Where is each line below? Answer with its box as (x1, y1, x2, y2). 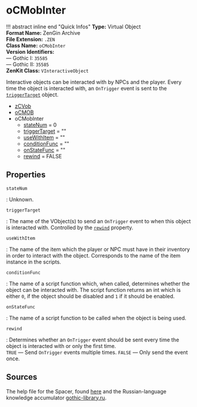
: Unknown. (6, 196, 34, 203)
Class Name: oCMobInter (6, 42, 66, 49)
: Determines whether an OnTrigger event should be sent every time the (6, 336, 179, 343)
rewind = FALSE (23, 152, 62, 159)
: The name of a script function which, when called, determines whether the (6, 280, 190, 287)
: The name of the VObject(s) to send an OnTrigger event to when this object (6, 217, 191, 224)
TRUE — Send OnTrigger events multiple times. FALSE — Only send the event (6, 349, 188, 356)
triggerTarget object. (6, 91, 59, 98)
